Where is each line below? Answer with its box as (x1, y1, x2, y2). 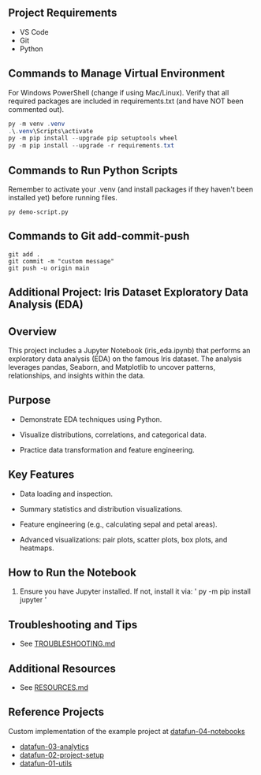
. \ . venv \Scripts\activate (8, 127, 93, 135)
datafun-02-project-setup (19, 750, 105, 759)
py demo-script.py (8, 208, 69, 216)
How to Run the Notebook (8, 565, 136, 579)
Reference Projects (8, 706, 105, 719)
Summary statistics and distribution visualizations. (19, 504, 183, 513)
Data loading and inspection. (19, 489, 113, 498)
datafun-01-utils (19, 758, 73, 768)
